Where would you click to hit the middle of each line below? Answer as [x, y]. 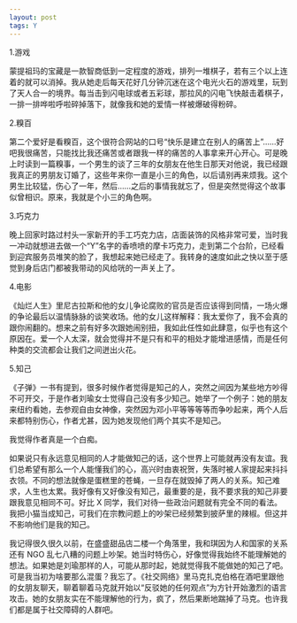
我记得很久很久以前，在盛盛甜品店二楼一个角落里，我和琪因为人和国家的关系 [148, 543]
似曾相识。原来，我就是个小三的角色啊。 [83, 196]
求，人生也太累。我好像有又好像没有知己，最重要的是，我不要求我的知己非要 [148, 491]
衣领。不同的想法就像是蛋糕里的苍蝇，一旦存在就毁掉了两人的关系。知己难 [145, 480]
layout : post [33, 17]
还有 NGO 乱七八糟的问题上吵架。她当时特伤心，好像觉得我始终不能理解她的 [148, 554]
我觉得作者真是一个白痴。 [56, 439]
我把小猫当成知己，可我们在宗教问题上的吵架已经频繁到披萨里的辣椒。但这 [145, 513]
